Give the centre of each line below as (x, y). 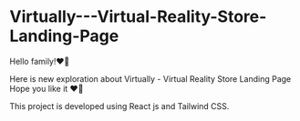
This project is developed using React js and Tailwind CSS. (119, 106)
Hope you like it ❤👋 (47, 88)
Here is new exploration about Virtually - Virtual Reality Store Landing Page (150, 78)
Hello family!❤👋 (40, 61)
